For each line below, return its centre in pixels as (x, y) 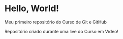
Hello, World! (32, 9)
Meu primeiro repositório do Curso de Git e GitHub (56, 22)
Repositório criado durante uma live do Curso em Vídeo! (61, 31)
